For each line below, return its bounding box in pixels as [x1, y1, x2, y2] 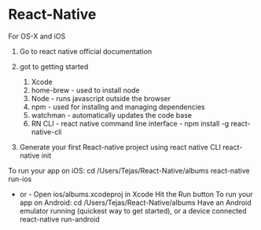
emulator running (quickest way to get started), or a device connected [19, 206, 247, 215]
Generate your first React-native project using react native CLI [19, 142, 222, 152]
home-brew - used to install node [31, 85, 140, 95]
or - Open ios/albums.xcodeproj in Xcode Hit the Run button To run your [19, 189, 253, 199]
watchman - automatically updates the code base [31, 110, 193, 119]
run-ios [8, 174, 32, 184]
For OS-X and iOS [8, 31, 66, 41]
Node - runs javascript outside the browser [31, 93, 171, 103]
